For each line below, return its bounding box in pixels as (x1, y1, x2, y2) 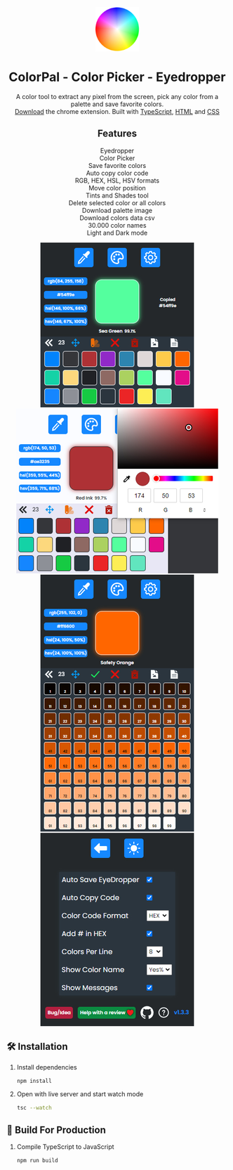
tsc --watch (16, 1105, 52, 1112)
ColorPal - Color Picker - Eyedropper (8, 70, 226, 85)
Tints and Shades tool (86, 191, 149, 200)
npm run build (16, 1157, 58, 1164)
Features (97, 128, 138, 140)
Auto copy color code (86, 169, 149, 177)
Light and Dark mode (86, 228, 148, 237)
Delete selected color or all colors (68, 198, 166, 207)
